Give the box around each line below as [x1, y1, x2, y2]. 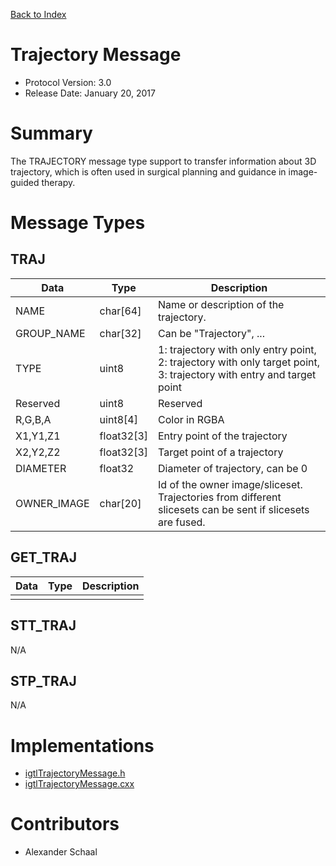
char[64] [99, 304, 142, 318]
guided [10, 176, 40, 188]
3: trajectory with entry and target [158, 367, 317, 381]
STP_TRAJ [10, 672, 77, 689]
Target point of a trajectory [158, 445, 284, 459]
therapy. [41, 176, 76, 188]
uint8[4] [99, 412, 138, 426]
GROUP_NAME [15, 326, 86, 340]
